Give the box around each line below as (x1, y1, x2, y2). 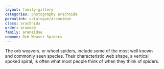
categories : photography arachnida (5, 12, 78, 17)
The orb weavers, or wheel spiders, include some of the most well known (5, 47, 153, 54)
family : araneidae (5, 30, 43, 35)
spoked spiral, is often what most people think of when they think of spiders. (5, 58, 160, 64)
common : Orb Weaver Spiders (5, 35, 63, 40)
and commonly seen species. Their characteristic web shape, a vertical (5, 53, 149, 59)
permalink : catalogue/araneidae (5, 16, 71, 21)
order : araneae (5, 25, 36, 30)
